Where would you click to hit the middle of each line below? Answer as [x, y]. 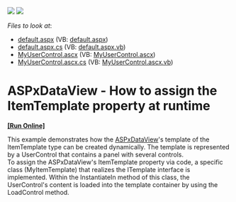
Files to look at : [30, 26]
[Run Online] [26, 125]
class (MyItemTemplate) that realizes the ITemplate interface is [99, 169]
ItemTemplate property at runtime [109, 106]
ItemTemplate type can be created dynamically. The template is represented [118, 147]
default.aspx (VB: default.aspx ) [63, 39]
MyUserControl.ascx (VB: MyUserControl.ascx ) [86, 54]
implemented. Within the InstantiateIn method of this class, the [99, 177]
